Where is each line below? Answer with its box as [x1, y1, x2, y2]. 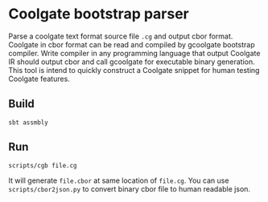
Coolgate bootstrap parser [8, 5, 189, 23]
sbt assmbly [8, 118, 48, 127]
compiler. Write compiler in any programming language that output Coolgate [8, 48, 261, 58]
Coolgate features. [8, 74, 70, 83]
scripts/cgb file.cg [8, 161, 78, 169]
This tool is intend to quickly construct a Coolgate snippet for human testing [8, 65, 260, 75]
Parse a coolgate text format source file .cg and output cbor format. [8, 31, 233, 41]
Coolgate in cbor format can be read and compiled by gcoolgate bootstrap [8, 39, 255, 49]
